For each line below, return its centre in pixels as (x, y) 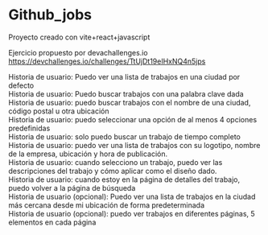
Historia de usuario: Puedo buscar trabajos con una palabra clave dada (126, 93)
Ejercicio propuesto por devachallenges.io (78, 52)
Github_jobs (50, 15)
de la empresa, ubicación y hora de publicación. (88, 154)
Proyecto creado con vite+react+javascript (79, 37)
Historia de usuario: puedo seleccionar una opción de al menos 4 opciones (133, 119)
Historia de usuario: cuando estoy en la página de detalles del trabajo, (124, 179)
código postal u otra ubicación (59, 111)
